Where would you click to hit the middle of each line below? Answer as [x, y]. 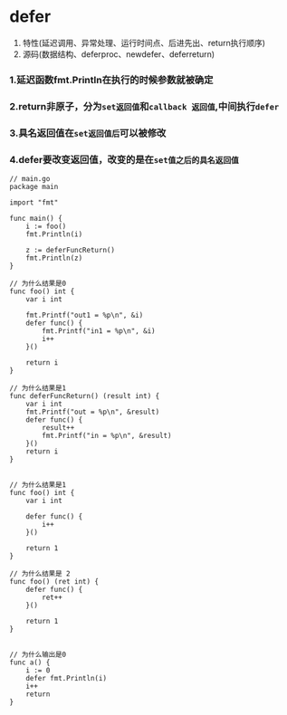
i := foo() [46, 226]
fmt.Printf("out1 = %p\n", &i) [85, 315]
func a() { [30, 663]
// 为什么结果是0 [38, 283]
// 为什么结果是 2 [40, 574]
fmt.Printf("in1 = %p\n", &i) [99, 331]
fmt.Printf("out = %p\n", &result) [93, 412]
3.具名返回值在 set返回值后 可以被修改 [88, 133]
